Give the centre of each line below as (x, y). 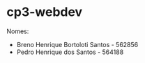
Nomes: (18, 31)
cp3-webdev (45, 12)
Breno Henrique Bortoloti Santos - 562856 (77, 44)
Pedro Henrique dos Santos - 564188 (70, 52)
